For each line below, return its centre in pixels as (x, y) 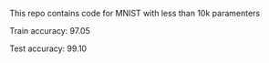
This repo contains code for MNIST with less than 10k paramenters (135, 13)
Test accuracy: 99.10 (48, 48)
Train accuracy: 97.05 (50, 31)
